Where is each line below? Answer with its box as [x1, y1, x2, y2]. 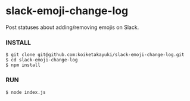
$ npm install [5, 62, 41, 69]
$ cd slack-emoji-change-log [5, 57, 78, 63]
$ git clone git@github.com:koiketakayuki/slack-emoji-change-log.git [5, 52, 185, 58]
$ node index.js [5, 89, 46, 95]
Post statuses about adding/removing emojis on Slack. [5, 24, 139, 31]
